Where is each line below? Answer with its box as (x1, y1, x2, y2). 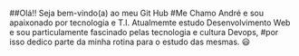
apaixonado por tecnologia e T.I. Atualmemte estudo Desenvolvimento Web (9, 17, 291, 28)
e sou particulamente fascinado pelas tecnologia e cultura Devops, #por (9, 27, 279, 37)
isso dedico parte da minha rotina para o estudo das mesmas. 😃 (9, 36, 251, 47)
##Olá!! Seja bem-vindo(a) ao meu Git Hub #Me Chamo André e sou (9, 8, 265, 18)
